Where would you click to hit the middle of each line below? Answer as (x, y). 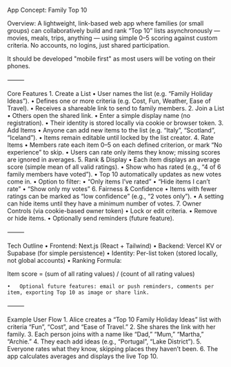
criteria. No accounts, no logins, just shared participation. (89, 45)
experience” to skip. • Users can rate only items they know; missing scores (114, 152)
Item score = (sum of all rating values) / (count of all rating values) (101, 274)
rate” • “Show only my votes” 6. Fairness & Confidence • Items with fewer (112, 189)
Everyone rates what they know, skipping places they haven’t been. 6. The (113, 349)
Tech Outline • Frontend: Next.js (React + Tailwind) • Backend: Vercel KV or (115, 246)
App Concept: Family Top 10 (47, 10)
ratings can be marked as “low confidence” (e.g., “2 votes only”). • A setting (115, 196)
